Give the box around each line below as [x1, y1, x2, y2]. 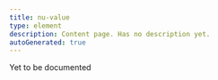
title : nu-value [9, 12, 70, 22]
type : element [9, 21, 63, 30]
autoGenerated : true [9, 37, 87, 47]
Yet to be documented [9, 62, 92, 73]
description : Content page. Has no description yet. [9, 29, 211, 38]
